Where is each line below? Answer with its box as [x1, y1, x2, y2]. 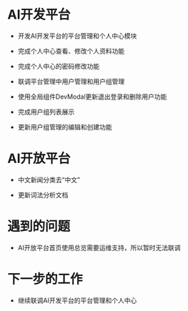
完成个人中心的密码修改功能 [17, 61, 100, 70]
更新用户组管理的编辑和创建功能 [17, 122, 112, 131]
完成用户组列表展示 [17, 107, 75, 116]
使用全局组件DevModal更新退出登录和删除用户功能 [17, 92, 167, 101]
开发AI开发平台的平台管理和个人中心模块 [17, 31, 137, 40]
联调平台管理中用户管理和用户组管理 [17, 76, 125, 86]
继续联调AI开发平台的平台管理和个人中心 [17, 296, 137, 305]
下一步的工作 [7, 271, 84, 287]
